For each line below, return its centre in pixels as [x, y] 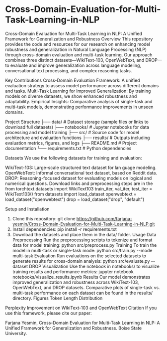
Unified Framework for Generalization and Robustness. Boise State [74, 328]
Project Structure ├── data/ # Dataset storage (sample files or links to [77, 122]
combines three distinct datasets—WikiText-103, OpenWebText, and [75, 60]
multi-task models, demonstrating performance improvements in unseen [79, 107]
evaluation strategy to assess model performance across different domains [82, 85]
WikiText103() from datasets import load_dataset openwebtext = [71, 194]
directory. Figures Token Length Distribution [57, 298]
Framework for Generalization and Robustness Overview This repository [79, 39]
